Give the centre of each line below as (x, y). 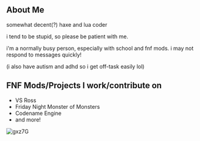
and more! (28, 119)
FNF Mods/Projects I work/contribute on (84, 85)
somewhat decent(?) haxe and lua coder (57, 24)
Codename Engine (38, 113)
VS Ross (26, 100)
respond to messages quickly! (44, 55)
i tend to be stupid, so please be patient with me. (67, 36)
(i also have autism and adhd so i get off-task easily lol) (75, 66)
